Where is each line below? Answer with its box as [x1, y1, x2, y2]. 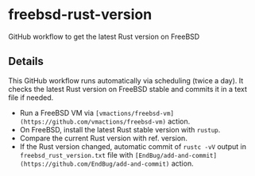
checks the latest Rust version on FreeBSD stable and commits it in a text [8, 84, 248, 94]
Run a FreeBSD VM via [19, 108, 94, 117]
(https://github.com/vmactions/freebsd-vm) [19, 117, 167, 126]
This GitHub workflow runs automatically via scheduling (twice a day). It [8, 75, 244, 85]
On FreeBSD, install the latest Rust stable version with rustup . [19, 124, 221, 134]
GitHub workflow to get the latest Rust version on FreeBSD [8, 32, 200, 41]
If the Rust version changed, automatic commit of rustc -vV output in [19, 141, 246, 151]
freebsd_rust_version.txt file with [19, 150, 133, 159]
